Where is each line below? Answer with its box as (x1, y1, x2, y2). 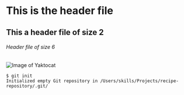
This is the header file (6, 4, 114, 17)
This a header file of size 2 (6, 27, 104, 37)
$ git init (6, 73, 33, 79)
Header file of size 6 (6, 44, 55, 51)
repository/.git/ (6, 83, 48, 89)
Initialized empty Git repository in (6, 78, 98, 84)
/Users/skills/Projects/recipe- (100, 78, 179, 84)
